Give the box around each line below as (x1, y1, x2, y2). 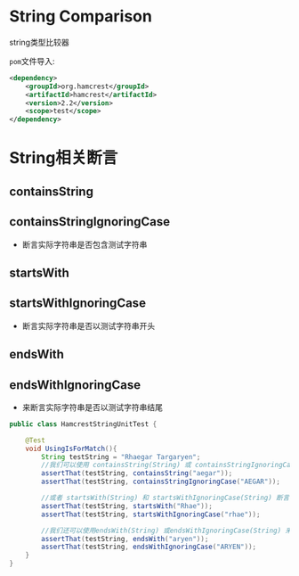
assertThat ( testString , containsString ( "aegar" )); (41, 469, 233, 478)
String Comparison (9, 6, 153, 27)
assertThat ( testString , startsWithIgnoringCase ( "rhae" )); (41, 510, 261, 519)
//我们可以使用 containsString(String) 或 (41, 461, 191, 470)
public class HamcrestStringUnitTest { (9, 419, 158, 429)
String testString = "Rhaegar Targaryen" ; (41, 452, 201, 461)
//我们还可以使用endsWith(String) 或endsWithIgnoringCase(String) (41, 526, 282, 535)
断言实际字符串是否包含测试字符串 (21, 239, 148, 250)
